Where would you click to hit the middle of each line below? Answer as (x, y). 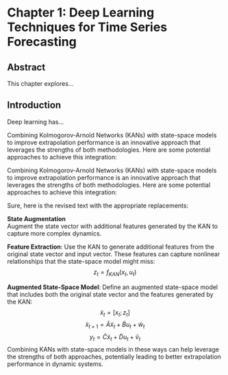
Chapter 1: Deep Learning (81, 13)
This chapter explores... (40, 83)
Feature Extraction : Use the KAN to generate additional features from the (111, 247)
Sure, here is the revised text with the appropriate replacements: (98, 205)
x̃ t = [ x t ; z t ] (115, 313)
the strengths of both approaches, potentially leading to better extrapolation (114, 356)
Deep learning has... (36, 122)
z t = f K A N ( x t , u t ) (115, 273)
